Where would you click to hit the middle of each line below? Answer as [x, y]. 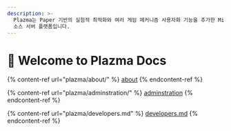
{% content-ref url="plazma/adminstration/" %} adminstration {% [100, 93]
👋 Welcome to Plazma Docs [87, 60]
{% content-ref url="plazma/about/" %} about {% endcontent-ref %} [105, 79]
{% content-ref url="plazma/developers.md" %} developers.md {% [103, 114]
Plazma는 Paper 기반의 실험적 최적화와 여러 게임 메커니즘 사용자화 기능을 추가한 [114, 20]
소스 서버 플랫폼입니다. [42, 26]
